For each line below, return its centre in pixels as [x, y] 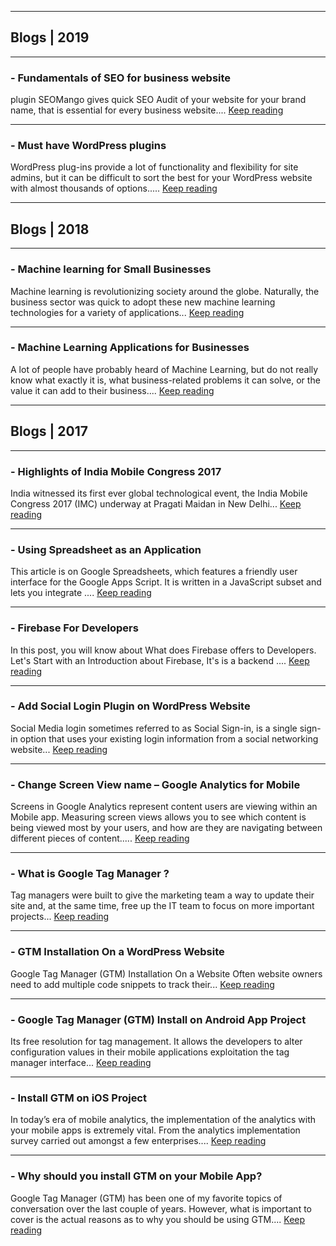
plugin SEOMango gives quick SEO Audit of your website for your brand [158, 100]
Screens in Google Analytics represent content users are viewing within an [164, 807]
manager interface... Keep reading [81, 1062]
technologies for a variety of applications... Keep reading [127, 312]
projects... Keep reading [60, 917]
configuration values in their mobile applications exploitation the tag [150, 1052]
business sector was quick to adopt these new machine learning [143, 302]
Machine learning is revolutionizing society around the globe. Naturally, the [165, 291]
